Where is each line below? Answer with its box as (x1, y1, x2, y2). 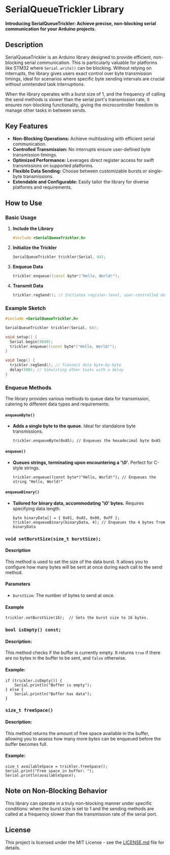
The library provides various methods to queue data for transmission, (5, 396, 150, 402)
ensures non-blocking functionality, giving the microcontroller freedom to (5, 102, 159, 108)
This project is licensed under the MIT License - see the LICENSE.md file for (5, 839, 164, 845)
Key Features (5, 122, 48, 131)
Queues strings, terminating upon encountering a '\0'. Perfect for (12, 459, 153, 465)
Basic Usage (5, 214, 37, 221)
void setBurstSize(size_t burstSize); (5, 536, 101, 542)
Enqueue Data (12, 263, 43, 270)
